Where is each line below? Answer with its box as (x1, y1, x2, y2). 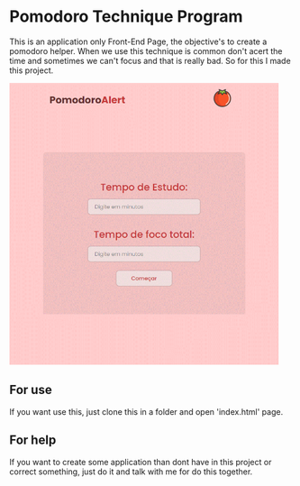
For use (9, 382, 52, 398)
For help (9, 433, 57, 448)
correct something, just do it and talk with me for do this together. (9, 466, 253, 477)
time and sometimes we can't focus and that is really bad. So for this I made (9, 55, 291, 66)
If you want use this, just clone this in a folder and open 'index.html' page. (9, 406, 284, 417)
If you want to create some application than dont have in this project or (9, 456, 272, 467)
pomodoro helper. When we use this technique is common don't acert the (9, 45, 283, 56)
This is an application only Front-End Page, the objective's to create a (9, 36, 268, 47)
